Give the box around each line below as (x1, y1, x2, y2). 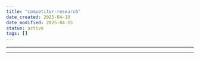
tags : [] (6, 31, 28, 37)
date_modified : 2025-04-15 (6, 19, 73, 25)
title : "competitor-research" (6, 8, 82, 15)
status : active (6, 25, 44, 31)
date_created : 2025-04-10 (6, 14, 70, 20)
